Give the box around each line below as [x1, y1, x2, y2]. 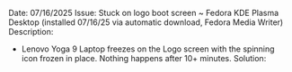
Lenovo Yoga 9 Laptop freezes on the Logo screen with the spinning [21, 44, 275, 54]
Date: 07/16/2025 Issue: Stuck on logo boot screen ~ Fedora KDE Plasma [8, 8, 279, 18]
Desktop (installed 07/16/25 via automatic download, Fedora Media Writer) [8, 17, 284, 28]
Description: [8, 27, 54, 36]
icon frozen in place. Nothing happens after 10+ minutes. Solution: [21, 53, 267, 63]
